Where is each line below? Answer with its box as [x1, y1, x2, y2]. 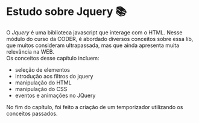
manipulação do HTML [14, 79, 72, 86]
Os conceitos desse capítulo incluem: [6, 54, 99, 61]
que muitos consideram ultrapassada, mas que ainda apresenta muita [6, 42, 180, 49]
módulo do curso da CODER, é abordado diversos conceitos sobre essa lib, [6, 35, 194, 42]
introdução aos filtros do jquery [14, 72, 93, 80]
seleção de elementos [14, 66, 71, 73]
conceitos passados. [6, 110, 58, 117]
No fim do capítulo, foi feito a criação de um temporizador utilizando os [6, 103, 183, 110]
